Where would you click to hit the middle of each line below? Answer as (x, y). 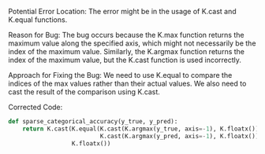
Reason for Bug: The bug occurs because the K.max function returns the (126, 35)
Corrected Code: (35, 107)
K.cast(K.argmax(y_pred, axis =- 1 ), (158, 136)
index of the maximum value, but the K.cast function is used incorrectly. (125, 60)
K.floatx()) (91, 143)
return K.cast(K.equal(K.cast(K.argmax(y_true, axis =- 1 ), (119, 129)
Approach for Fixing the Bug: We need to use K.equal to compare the (120, 75)
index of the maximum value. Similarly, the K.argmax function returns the (127, 51)
